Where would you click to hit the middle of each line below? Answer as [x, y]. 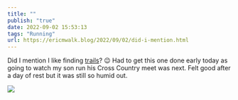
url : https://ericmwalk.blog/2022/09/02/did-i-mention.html [98, 40]
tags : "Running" [31, 34]
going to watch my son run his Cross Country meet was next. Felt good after [119, 68]
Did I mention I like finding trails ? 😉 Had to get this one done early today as [118, 60]
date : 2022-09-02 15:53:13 [47, 27]
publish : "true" [31, 21]
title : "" [22, 14]
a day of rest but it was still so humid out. [67, 76]
